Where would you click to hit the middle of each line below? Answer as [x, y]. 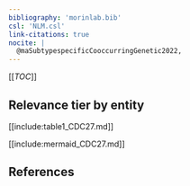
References [41, 172]
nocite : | [27, 43]
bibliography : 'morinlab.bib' [65, 18]
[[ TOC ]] [23, 76]
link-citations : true [49, 34]
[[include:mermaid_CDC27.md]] [67, 144]
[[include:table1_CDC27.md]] [61, 126]
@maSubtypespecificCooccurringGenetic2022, [99, 51]
